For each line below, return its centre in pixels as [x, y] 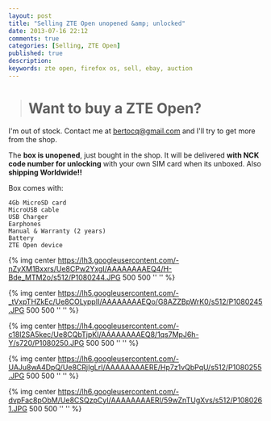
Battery [21, 238]
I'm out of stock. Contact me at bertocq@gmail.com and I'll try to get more [132, 131]
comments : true [34, 38]
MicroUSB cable [34, 210]
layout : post [30, 16]
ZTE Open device [35, 245]
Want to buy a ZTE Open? [115, 108]
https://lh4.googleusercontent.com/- [119, 326]
